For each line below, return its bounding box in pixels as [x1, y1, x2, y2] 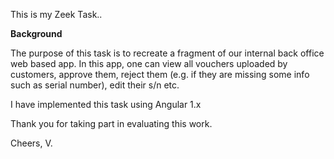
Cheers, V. [10, 137, 53, 149]
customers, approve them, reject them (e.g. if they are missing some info [10, 69, 310, 80]
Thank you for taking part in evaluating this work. [10, 118, 213, 129]
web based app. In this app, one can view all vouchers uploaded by [10, 58, 288, 69]
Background [10, 28, 63, 39]
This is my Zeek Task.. [10, 9, 103, 20]
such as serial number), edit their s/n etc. [10, 79, 180, 91]
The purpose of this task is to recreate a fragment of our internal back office [10, 47, 325, 59]
